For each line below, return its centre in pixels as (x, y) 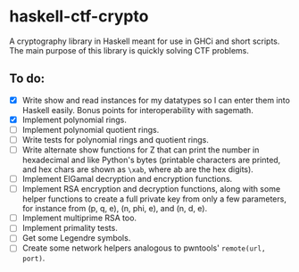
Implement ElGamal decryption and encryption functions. (127, 179)
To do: (27, 79)
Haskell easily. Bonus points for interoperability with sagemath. (138, 110)
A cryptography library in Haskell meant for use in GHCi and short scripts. (145, 41)
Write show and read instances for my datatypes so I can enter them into (156, 100)
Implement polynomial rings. (75, 120)
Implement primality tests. (70, 228)
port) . (33, 258)
